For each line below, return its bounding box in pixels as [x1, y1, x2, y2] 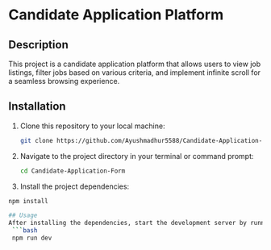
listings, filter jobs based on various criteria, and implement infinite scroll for [8, 68, 261, 77]
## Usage [8, 211, 38, 219]
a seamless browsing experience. [8, 77, 120, 85]
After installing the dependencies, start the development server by [8, 219, 248, 227]
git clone [19, 136, 54, 144]
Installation [8, 99, 66, 114]
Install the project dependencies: [19, 181, 130, 191]
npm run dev [11, 234, 52, 243]
